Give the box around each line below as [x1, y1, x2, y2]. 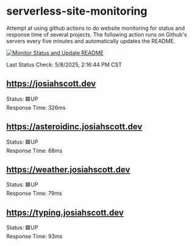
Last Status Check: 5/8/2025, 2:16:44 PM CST [6, 61, 122, 68]
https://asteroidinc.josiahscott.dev [6, 122, 142, 132]
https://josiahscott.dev [6, 79, 96, 89]
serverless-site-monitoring [6, 4, 147, 18]
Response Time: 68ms [6, 147, 63, 154]
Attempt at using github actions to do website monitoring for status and [6, 24, 185, 32]
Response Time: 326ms [6, 104, 66, 111]
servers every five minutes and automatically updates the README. [6, 37, 175, 44]
